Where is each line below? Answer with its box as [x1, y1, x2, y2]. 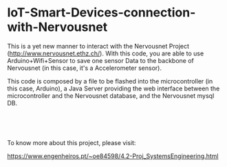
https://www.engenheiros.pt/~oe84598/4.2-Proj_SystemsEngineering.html [7, 152, 219, 160]
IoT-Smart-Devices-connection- [7, 5, 196, 21]
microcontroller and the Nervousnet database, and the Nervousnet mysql [7, 91, 215, 100]
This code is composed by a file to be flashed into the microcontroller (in [7, 77, 213, 85]
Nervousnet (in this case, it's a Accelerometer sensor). [7, 64, 162, 72]
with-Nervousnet [7, 19, 108, 35]
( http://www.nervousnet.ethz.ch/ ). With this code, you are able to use [7, 49, 204, 57]
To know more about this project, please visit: [7, 138, 136, 146]
